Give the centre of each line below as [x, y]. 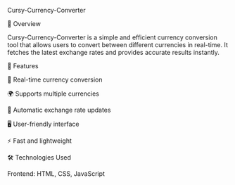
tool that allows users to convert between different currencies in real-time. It [118, 45]
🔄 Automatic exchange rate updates [59, 110]
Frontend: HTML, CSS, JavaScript [56, 174]
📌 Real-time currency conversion [55, 79]
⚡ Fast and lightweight [40, 141]
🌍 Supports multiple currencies [53, 94]
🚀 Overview [24, 24]
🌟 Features [23, 66]
